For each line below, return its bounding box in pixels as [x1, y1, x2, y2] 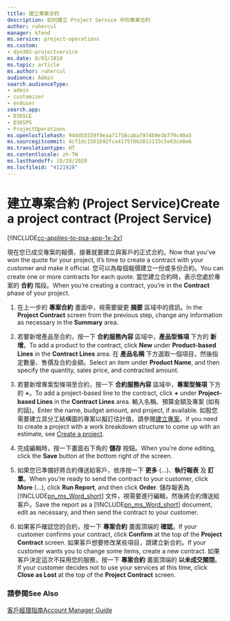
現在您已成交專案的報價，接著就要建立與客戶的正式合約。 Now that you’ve [7, 247, 216, 256]
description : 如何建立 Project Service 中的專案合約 [7, 17, 151, 23]
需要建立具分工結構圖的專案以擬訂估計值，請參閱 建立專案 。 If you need [16, 414, 218, 423]
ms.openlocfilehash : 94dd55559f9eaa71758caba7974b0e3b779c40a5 [7, 132, 192, 139]
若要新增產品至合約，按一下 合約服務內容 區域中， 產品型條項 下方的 [16, 332, 209, 340]
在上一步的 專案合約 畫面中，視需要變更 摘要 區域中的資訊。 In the [16, 303, 203, 311]
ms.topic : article [7, 61, 60, 68]
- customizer [7, 94, 45, 101]
